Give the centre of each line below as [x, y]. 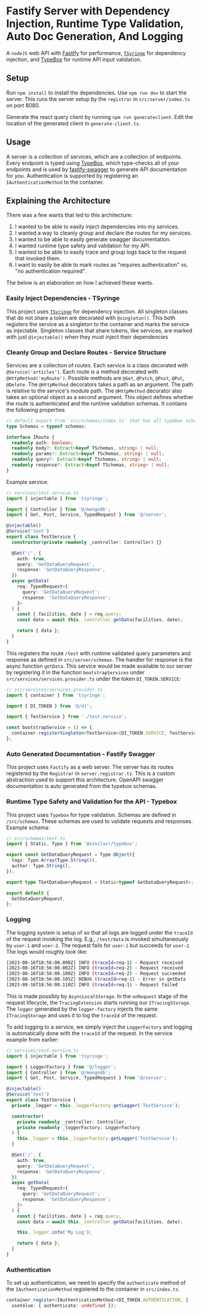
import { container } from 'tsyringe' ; [56, 695]
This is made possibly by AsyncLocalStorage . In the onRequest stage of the [97, 996]
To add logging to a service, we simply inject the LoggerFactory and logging [99, 1027]
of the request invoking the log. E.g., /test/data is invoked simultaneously [98, 939]
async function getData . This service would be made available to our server [99, 666]
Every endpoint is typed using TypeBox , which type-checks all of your [93, 163]
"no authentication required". [51, 271]
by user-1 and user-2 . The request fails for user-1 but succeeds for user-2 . [98, 945]
